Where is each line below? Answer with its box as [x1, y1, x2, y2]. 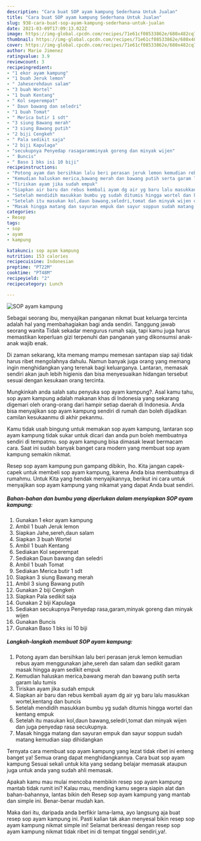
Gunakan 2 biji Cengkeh [15, 586, 75, 593]
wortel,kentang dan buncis [15, 697, 81, 705]
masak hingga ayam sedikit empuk [15, 666, 101, 673]
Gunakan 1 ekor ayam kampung [15, 516, 93, 523]
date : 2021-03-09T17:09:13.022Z [7, 25, 87, 32]
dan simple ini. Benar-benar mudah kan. [7, 797, 105, 805]
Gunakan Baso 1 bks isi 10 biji [15, 624, 88, 632]
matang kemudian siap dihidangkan [15, 736, 103, 743]
